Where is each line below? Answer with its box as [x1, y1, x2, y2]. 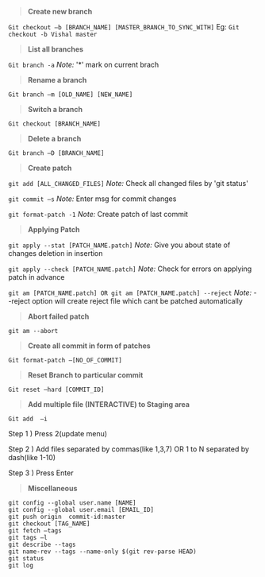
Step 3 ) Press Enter [8, 468, 74, 478]
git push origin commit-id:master [8, 513, 126, 521]
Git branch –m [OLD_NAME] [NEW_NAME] [8, 91, 133, 99]
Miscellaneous [27, 484, 78, 493]
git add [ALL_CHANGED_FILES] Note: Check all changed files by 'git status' [8, 179, 248, 188]
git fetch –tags [8, 527, 62, 535]
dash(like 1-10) [8, 453, 56, 462]
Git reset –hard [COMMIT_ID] [8, 385, 105, 393]
